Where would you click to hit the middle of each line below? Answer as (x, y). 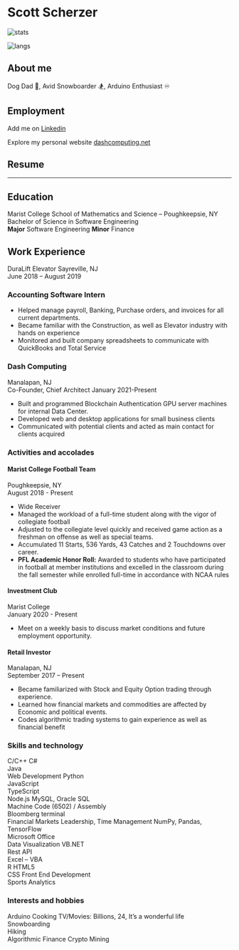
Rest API (20, 852)
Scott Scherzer (53, 12)
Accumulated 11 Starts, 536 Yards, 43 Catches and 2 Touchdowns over (122, 544)
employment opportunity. (55, 636)
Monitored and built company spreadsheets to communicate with (113, 341)
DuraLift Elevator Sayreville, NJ (53, 269)
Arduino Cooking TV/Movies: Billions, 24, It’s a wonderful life (96, 916)
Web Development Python (46, 776)
